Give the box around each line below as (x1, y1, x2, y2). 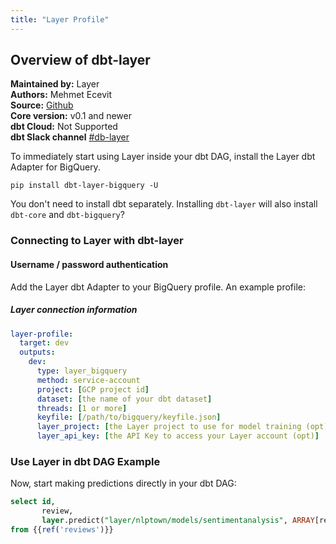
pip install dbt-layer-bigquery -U (10, 181, 159, 191)
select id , (10, 497, 56, 507)
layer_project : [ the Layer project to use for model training (36, 422, 302, 432)
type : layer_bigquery (36, 366, 128, 376)
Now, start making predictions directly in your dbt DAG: (10, 477, 237, 490)
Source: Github (10, 99, 74, 111)
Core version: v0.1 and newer (10, 110, 132, 122)
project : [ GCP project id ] (36, 384, 150, 395)
